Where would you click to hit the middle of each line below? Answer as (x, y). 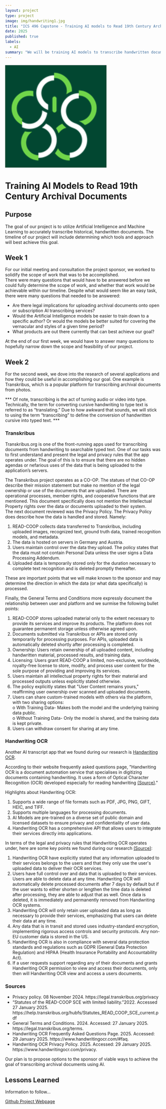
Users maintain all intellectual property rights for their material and (80, 676)
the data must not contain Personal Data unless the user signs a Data (83, 553)
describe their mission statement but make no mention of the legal (73, 485)
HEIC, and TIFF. (28, 807)
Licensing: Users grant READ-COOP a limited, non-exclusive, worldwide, (86, 660)
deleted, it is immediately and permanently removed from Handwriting (83, 900)
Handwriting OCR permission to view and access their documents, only (85, 968)
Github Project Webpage (30, 1101)
